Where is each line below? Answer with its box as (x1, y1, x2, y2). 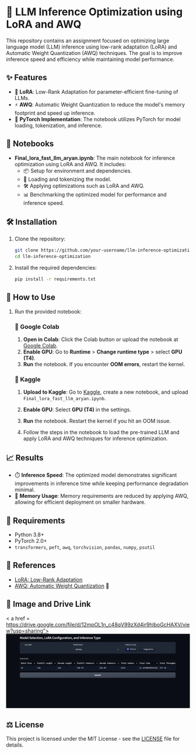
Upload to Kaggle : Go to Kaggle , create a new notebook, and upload (23, 388, 188, 396)
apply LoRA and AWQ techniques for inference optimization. (23, 435, 168, 442)
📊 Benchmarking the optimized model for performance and (23, 191, 167, 198)
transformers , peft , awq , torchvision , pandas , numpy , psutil (14, 544, 156, 551)
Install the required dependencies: (14, 264, 97, 271)
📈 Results (6, 453, 44, 463)
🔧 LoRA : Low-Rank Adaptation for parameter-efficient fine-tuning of (14, 88, 178, 95)
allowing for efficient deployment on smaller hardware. (14, 498, 146, 506)
